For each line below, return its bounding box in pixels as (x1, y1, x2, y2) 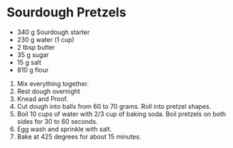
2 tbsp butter (16, 43, 55, 51)
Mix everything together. (16, 79, 90, 88)
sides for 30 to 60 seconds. (16, 117, 98, 125)
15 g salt (16, 58, 42, 66)
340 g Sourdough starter (16, 28, 90, 36)
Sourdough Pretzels (6, 4, 126, 21)
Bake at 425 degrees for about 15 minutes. (16, 132, 141, 141)
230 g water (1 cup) (16, 35, 75, 43)
